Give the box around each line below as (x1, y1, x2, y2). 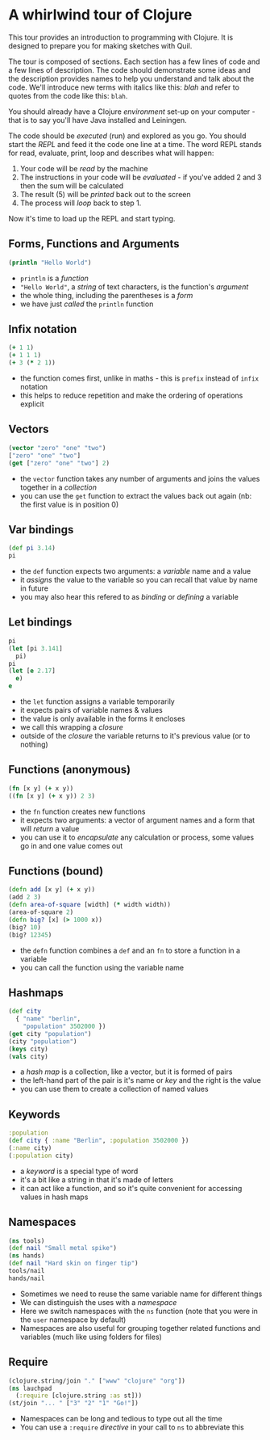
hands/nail (8, 1274, 45, 1282)
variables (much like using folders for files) (19, 1332, 163, 1341)
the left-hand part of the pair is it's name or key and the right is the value (19, 1076, 262, 1085)
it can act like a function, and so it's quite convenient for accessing (19, 1183, 243, 1193)
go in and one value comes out (19, 840, 123, 850)
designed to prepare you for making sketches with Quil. (8, 40, 193, 50)
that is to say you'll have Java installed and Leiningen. (8, 115, 187, 124)
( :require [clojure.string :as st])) (15, 1392, 143, 1400)
